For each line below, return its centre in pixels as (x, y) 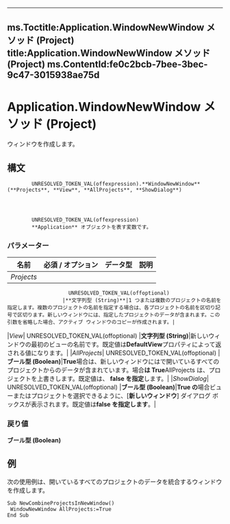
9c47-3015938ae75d (53, 75)
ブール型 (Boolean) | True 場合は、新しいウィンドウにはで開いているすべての (113, 362)
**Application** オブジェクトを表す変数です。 (92, 227)
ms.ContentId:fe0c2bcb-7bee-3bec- (127, 65)
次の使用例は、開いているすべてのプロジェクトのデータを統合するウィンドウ (115, 482)
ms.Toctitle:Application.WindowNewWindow (106, 28)
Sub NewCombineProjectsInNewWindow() (61, 503)
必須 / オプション (71, 265)
